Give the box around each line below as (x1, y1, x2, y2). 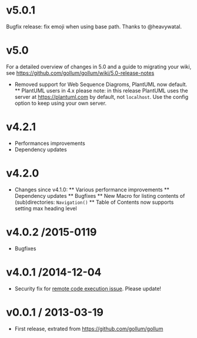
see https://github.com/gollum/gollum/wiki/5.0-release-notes (6, 69, 155, 77)
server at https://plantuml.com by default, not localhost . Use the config (14, 93, 189, 100)
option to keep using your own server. (14, 100, 107, 107)
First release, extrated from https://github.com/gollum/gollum (14, 325, 163, 332)
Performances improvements (14, 140, 85, 147)
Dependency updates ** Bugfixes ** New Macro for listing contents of (14, 192, 185, 199)
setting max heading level (14, 204, 78, 212)
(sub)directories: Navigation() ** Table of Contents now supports (14, 198, 174, 206)
